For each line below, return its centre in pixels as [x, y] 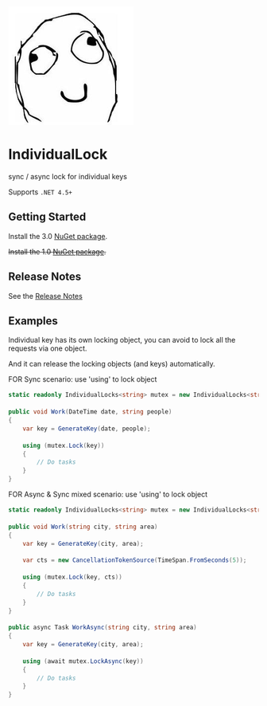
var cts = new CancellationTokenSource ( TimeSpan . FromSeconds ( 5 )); [135, 560]
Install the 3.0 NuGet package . [58, 236]
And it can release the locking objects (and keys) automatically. [112, 364]
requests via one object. [48, 348]
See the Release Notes [46, 296]
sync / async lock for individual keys [68, 176]
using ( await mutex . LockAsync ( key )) [83, 661]
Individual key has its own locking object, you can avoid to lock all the [122, 340]
